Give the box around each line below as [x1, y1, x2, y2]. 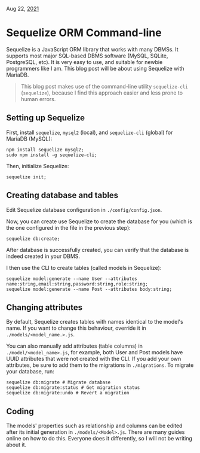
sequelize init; [6, 174, 47, 180]
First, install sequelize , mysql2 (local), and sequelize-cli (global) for [6, 129, 173, 136]
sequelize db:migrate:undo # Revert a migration [6, 390, 130, 396]
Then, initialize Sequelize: [6, 162, 69, 169]
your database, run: [6, 368, 55, 375]
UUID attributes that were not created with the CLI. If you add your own [6, 355, 181, 363]
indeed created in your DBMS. [6, 253, 81, 260]
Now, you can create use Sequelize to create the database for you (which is [6, 218, 192, 225]
